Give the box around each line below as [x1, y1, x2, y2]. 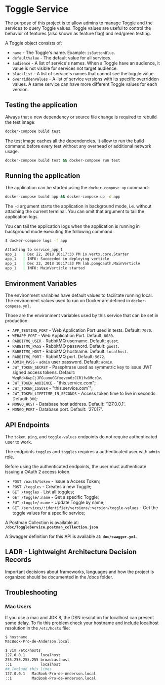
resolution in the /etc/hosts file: [5, 625, 70, 631]
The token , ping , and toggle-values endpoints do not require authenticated [5, 434, 158, 440]
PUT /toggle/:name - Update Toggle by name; [12, 499, 105, 506]
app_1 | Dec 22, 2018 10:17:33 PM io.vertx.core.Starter [5, 252, 129, 257]
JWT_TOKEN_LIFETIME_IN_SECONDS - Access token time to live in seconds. [12, 390, 157, 397]
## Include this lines [5, 666, 52, 672]
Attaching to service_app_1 [5, 247, 63, 252]
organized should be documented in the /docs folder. [5, 574, 114, 580]
